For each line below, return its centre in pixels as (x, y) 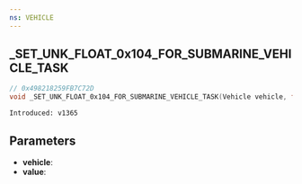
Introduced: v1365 (44, 113)
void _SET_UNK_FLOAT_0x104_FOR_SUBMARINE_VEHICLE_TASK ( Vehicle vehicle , (148, 97)
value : (34, 172)
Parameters (43, 140)
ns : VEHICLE (31, 18)
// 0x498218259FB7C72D (52, 89)
